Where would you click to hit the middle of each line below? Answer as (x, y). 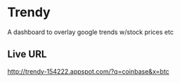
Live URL (27, 54)
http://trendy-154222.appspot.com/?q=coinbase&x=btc (88, 71)
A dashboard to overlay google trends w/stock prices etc (90, 32)
